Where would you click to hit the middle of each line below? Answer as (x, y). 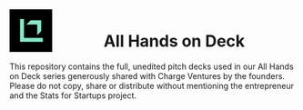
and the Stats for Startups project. (73, 95)
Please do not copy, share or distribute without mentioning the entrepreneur (151, 85)
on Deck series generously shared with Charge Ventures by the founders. (147, 75)
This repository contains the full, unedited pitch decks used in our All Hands (151, 66)
